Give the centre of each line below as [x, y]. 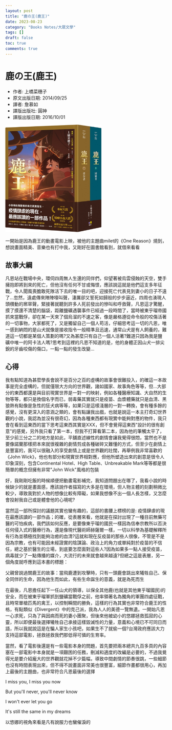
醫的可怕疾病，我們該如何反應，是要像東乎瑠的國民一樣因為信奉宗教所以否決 [86, 523]
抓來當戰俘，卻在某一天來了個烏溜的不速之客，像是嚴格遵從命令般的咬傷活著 [86, 317]
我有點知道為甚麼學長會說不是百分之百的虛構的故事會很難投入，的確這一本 [84, 380]
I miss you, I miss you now [33, 682]
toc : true [16, 44]
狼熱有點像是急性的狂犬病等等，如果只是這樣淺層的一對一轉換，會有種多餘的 [86, 405]
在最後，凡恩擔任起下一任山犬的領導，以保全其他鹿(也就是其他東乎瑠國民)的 [85, 590]
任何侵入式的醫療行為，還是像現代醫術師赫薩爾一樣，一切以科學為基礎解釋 [84, 530]
